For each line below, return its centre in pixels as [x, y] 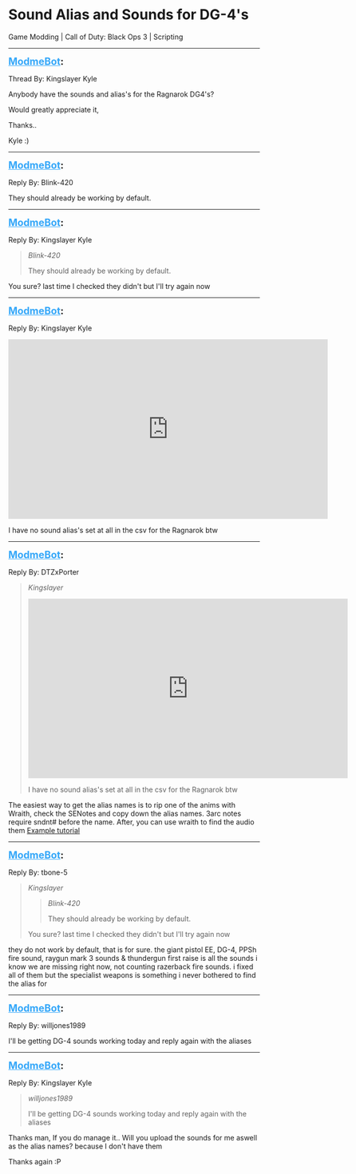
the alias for [28, 983]
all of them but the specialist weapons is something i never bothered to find [132, 974]
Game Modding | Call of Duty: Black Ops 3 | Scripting [96, 37]
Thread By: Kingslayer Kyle [53, 78]
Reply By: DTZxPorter [44, 571]
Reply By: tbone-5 [38, 872]
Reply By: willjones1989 [47, 1025]
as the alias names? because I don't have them [85, 1146]
